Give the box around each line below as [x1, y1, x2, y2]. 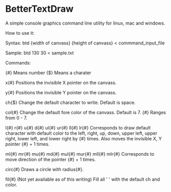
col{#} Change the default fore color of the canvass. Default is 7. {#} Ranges [5, 109, 166, 115]
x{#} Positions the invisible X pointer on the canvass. [5, 79, 117, 86]
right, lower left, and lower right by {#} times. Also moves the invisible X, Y [5, 135, 162, 141]
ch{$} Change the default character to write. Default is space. [5, 99, 136, 105]
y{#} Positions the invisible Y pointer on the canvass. [5, 89, 117, 95]
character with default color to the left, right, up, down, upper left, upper [5, 130, 158, 136]
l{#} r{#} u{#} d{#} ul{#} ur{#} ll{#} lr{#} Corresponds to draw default [5, 124, 151, 131]
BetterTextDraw [5, 3, 74, 15]
